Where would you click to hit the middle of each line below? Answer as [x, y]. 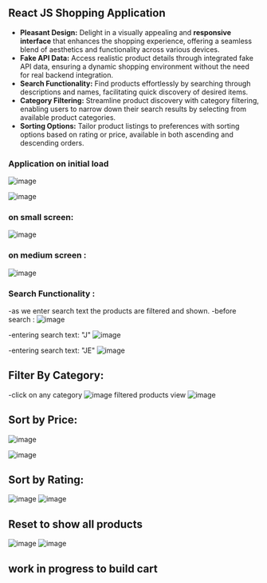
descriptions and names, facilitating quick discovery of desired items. [134, 92]
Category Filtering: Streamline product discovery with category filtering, [139, 100]
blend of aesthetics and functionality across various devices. [120, 49]
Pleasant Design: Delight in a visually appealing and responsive [126, 32]
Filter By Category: [56, 375]
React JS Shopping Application [87, 13]
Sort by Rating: [46, 480]
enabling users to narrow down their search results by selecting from [133, 109]
